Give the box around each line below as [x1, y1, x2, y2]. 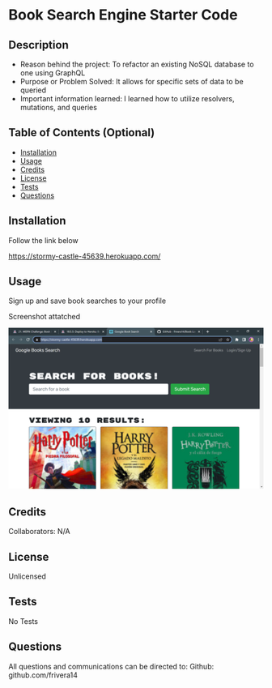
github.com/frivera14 [8, 670, 79, 680]
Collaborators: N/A [8, 527, 70, 536]
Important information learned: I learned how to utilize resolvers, [19, 94, 235, 103]
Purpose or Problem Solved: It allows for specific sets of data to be [19, 77, 244, 86]
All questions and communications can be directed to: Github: [8, 661, 215, 671]
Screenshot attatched [8, 312, 81, 322]
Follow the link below [8, 235, 79, 245]
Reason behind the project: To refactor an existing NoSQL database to [19, 59, 254, 69]
